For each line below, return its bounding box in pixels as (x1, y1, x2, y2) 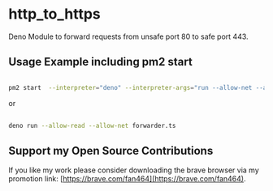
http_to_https (8, 5, 102, 23)
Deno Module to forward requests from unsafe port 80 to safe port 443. (8, 32, 249, 41)
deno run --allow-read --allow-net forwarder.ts (8, 121, 176, 129)
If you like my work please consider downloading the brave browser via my (8, 165, 259, 175)
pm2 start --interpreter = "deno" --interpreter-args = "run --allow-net (8, 83, 253, 91)
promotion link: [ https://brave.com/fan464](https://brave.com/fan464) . (8, 174, 246, 184)
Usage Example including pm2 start (8, 55, 193, 69)
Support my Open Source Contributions (8, 143, 214, 158)
